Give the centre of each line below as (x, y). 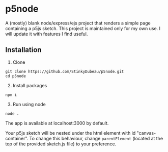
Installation (23, 50)
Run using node (29, 104)
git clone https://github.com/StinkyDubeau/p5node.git (65, 71)
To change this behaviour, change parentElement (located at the (96, 138)
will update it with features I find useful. (47, 34)
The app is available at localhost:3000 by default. (57, 123)
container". (17, 138)
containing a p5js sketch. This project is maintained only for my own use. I (83, 28)
